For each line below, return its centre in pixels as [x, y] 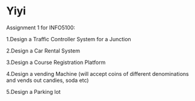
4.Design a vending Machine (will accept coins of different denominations [97, 74]
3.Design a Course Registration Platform [56, 62]
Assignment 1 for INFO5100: [41, 27]
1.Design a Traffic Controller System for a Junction [69, 39]
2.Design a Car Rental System [43, 51]
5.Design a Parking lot [34, 91]
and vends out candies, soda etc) [48, 80]
